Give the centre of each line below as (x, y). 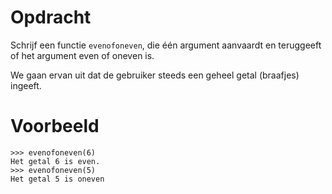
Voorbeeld (55, 126)
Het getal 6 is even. (55, 161)
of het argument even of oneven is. (82, 55)
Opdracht (51, 17)
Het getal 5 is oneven (57, 179)
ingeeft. (26, 85)
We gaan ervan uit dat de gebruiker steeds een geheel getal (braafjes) (155, 75)
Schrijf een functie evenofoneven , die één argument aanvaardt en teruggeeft (166, 45)
